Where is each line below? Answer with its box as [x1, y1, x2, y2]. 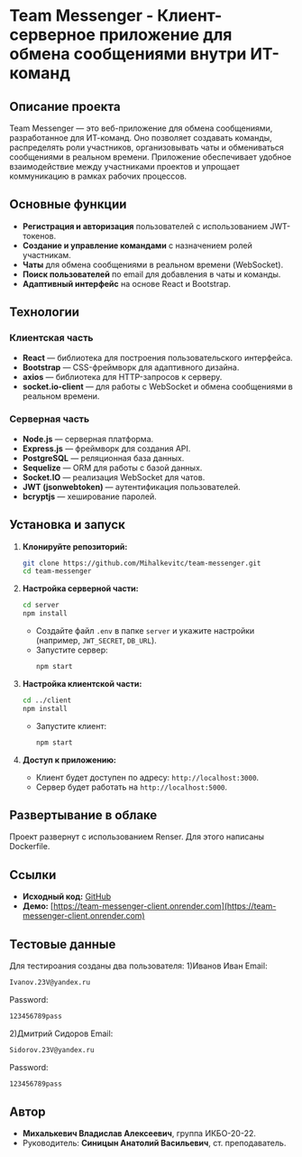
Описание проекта [9, 98, 121, 114]
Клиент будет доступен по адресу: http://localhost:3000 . [35, 772, 260, 782]
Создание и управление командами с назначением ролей [22, 240, 252, 251]
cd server [22, 601, 60, 610]
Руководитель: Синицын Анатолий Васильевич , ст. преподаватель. [22, 1138, 287, 1149]
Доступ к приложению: [22, 754, 117, 765]
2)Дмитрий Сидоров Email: [9, 1028, 114, 1039]
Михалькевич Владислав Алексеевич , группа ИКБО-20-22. [22, 1128, 257, 1139]
